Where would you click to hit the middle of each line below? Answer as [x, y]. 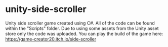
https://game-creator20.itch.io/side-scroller [51, 39]
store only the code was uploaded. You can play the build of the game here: [84, 33]
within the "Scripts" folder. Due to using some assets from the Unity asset [82, 28]
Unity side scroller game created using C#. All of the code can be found [80, 23]
